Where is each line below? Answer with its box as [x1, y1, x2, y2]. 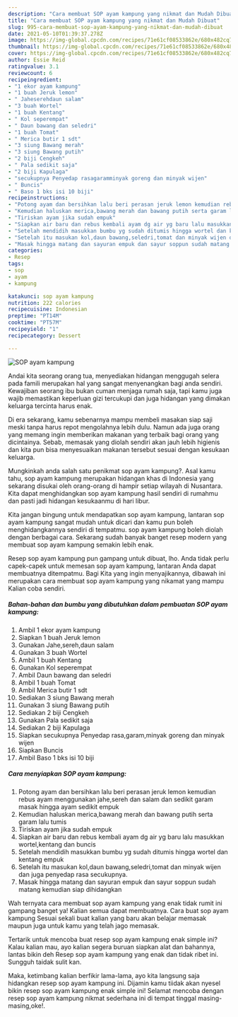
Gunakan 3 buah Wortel [18, 648, 88, 656]
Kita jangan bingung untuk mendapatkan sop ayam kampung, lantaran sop [8, 510, 225, 518]
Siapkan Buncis [18, 745, 64, 754]
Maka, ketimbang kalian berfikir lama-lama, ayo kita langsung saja [8, 971, 200, 980]
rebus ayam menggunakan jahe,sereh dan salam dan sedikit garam [18, 795, 214, 803]
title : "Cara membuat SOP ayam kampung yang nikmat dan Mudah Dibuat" [8, 17, 220, 24]
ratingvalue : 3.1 [8, 63, 59, 70]
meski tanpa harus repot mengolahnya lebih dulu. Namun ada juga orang [8, 422, 220, 431]
